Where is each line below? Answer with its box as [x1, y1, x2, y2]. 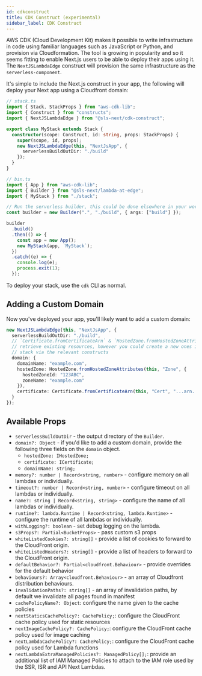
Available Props [6, 417, 66, 427]
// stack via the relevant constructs [11, 349, 109, 356]
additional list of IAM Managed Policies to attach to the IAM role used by [14, 657, 194, 664]
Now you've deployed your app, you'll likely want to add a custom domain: [6, 315, 191, 323]
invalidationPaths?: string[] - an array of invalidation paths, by [14, 586, 177, 593]
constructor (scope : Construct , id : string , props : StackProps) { [11, 131, 179, 137]
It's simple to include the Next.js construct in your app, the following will [6, 80, 185, 87]
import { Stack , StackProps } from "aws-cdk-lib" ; [6, 104, 136, 110]
